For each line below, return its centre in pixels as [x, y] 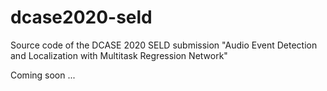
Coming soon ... [43, 75]
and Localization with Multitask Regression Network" [119, 55]
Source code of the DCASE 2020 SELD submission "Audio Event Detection [164, 45]
